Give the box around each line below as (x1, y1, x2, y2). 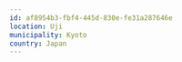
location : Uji (9, 22, 64, 31)
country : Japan (9, 38, 67, 48)
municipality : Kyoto (9, 30, 88, 39)
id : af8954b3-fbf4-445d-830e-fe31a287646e (9, 13, 173, 23)
